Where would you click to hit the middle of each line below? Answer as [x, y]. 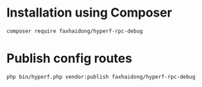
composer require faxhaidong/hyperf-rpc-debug [75, 31]
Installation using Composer [89, 13]
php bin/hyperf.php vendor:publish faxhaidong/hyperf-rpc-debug [101, 77]
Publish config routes [70, 58]
